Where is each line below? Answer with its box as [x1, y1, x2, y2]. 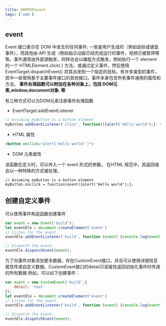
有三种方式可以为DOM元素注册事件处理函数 [5, 98, 94, 104]
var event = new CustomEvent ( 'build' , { [5, 280, 87, 285]
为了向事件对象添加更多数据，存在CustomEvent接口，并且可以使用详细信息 [5, 258, 158, 263]
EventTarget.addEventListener [12, 108, 74, 114]
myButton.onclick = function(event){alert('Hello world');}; [5, 182, 134, 187]
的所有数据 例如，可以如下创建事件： [5, 270, 80, 275]
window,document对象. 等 [10, 87, 66, 93]
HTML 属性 [12, 132, 35, 138]
